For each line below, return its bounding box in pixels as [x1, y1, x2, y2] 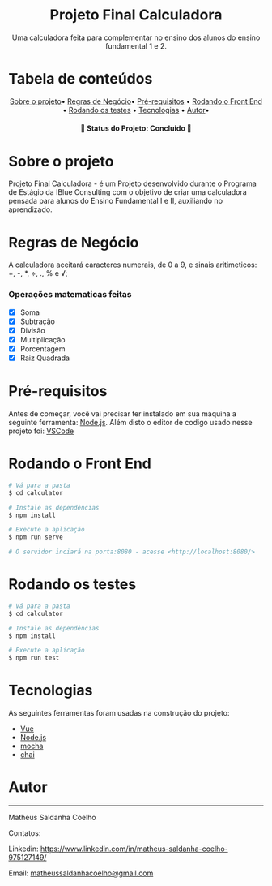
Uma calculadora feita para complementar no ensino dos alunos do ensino [11, 32, 261, 42]
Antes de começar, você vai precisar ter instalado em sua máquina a [8, 408, 237, 419]
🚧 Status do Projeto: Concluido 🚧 [80, 123, 192, 133]
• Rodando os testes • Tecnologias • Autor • [62, 105, 210, 114]
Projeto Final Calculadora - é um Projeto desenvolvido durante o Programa [8, 178, 257, 188]
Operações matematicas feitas [8, 289, 132, 300]
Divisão [19, 325, 46, 335]
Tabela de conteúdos [8, 70, 153, 88]
